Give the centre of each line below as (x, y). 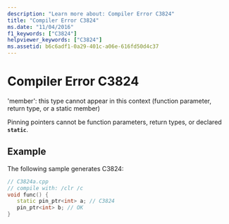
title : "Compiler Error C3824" (53, 20)
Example (27, 152)
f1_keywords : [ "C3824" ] (42, 33)
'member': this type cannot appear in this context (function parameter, (109, 101)
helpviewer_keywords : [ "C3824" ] (55, 40)
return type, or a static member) (54, 108)
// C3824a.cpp (28, 181)
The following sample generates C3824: (66, 168)
